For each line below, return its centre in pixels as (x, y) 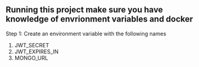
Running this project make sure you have (84, 10)
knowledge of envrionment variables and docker (99, 19)
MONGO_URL (31, 58)
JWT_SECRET (32, 45)
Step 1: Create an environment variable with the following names (86, 33)
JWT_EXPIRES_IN (36, 51)
